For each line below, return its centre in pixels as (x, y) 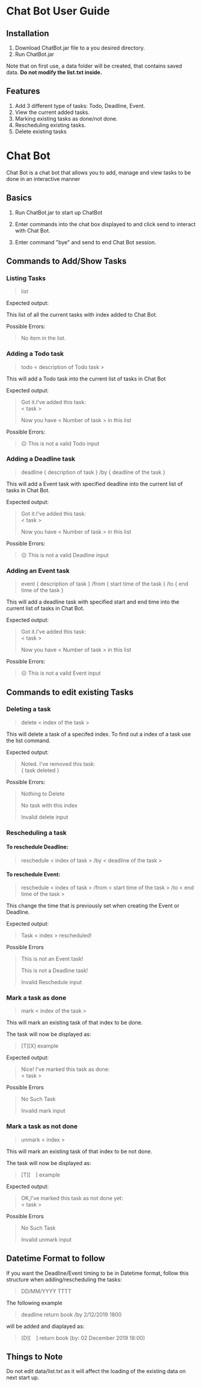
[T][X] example (40, 1046)
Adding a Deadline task (41, 459)
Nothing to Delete (43, 794)
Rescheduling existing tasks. (50, 125)
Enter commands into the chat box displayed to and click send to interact (105, 224)
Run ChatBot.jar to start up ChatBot (59, 212)
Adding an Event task (38, 570)
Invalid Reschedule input (51, 982)
